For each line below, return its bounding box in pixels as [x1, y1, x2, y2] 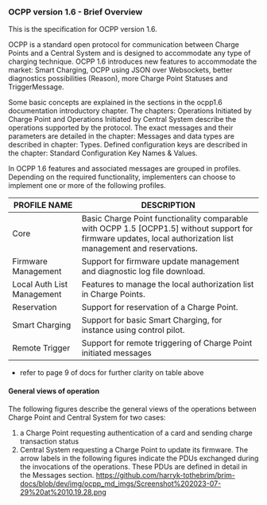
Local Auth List [12, 279, 68, 290]
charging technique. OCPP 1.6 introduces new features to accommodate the [8, 57, 257, 66]
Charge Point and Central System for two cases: [8, 413, 166, 422]
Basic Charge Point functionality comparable [81, 213, 249, 225]
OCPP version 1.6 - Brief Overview [8, 6, 143, 18]
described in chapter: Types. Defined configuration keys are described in [8, 140, 248, 150]
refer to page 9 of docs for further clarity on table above [19, 368, 204, 378]
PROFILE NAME [13, 200, 73, 211]
